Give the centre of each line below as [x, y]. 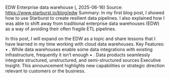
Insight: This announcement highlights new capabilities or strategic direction [85, 66]
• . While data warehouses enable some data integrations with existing [79, 49]
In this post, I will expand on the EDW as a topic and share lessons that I [80, 38]
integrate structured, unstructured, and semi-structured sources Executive [83, 60]
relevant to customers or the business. [45, 71]
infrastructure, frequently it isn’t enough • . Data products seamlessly [78, 55]
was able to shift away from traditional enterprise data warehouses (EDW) [82, 23]
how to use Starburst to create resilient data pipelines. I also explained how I [85, 18]
